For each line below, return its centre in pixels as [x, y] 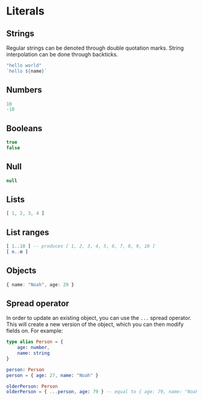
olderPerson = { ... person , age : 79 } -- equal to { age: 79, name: [94, 392]
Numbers [24, 90]
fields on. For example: [35, 331]
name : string [34, 353]
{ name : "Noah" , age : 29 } [40, 285]
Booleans [24, 128]
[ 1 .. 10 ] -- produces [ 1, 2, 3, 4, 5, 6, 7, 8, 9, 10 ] [81, 246]
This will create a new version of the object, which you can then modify [95, 324]
